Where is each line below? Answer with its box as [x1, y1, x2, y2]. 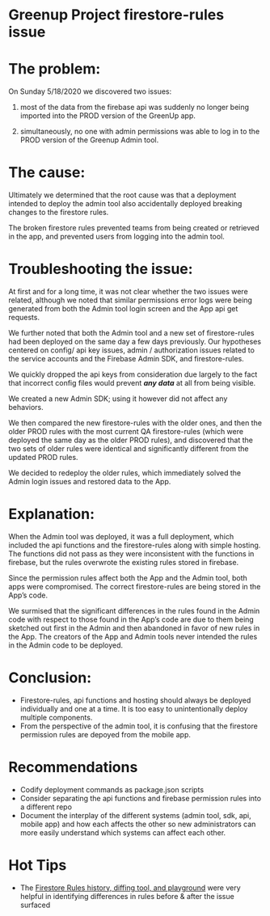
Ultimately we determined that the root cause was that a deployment [8, 190, 237, 200]
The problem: [8, 60, 101, 78]
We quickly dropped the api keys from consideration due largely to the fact [8, 369, 258, 379]
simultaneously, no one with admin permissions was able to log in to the [19, 127, 260, 137]
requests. [8, 313, 40, 322]
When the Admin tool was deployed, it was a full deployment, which [8, 531, 234, 541]
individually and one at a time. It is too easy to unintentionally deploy [19, 703, 248, 713]
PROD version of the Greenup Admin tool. [19, 135, 159, 145]
